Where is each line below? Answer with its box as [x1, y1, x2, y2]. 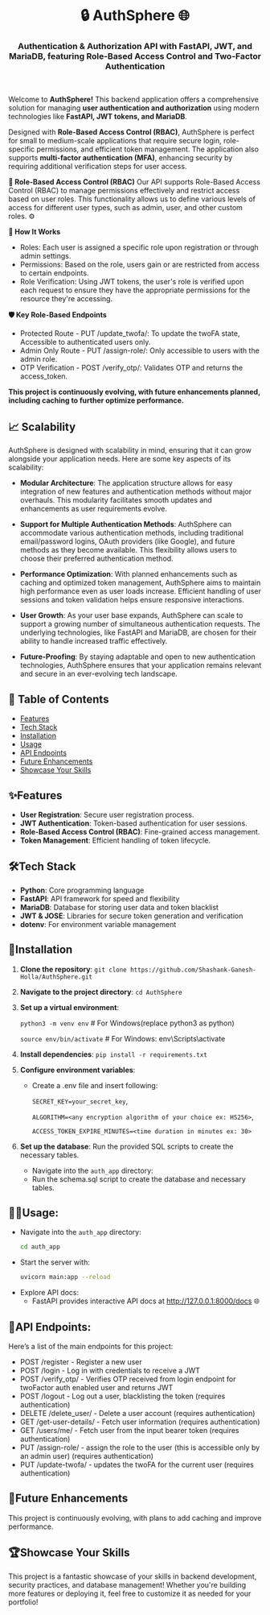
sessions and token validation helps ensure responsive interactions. [19, 595, 244, 605]
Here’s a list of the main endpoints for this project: [8, 1341, 174, 1351]
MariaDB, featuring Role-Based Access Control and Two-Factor [8, 51, 262, 62]
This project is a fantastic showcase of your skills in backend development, [8, 1572, 257, 1581]
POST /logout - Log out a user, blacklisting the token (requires [19, 1391, 226, 1401]
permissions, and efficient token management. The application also [36, 144, 260, 154]
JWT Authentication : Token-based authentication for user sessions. [19, 818, 247, 828]
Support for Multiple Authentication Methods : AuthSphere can [19, 520, 231, 529]
